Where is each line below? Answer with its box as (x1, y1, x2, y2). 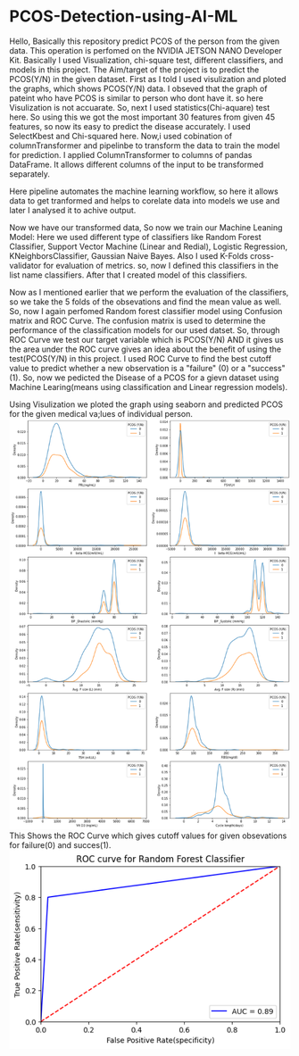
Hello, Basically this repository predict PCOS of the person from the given (9, 36, 280, 46)
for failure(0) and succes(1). (9, 840, 112, 851)
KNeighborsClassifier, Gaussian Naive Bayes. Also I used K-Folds (9, 250, 248, 261)
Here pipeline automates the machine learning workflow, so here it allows (9, 186, 278, 196)
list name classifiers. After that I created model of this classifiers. (9, 270, 248, 280)
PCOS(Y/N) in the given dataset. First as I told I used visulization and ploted (9, 73, 287, 84)
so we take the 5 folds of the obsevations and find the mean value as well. (9, 296, 282, 307)
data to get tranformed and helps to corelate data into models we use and (9, 195, 280, 206)
